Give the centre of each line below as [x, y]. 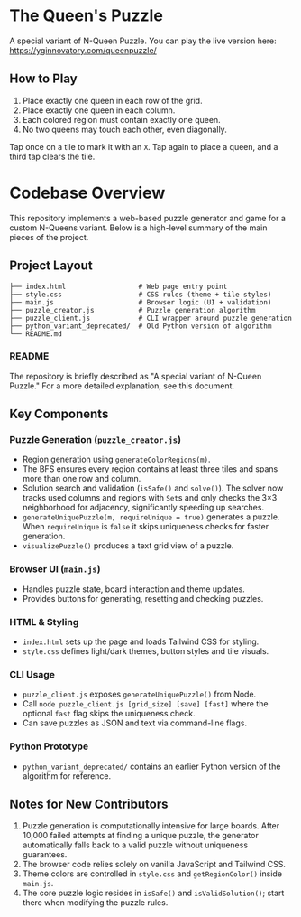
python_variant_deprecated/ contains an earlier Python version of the [151, 766]
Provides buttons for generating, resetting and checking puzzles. [143, 598]
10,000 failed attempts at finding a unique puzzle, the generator [140, 836]
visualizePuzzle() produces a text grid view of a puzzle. [128, 546]
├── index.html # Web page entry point [119, 286]
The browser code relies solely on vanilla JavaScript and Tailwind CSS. [154, 865]
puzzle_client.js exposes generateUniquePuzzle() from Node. [139, 694]
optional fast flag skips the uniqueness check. [109, 714]
